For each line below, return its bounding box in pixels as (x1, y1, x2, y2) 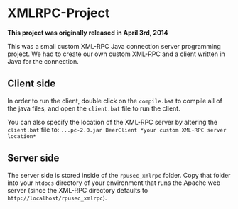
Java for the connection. (7, 57, 80, 65)
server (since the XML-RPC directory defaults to (7, 186, 148, 194)
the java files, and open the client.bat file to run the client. (7, 104, 180, 113)
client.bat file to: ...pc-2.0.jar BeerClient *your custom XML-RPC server (7, 125, 227, 134)
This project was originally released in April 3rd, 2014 (7, 28, 168, 37)
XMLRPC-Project (7, 5, 110, 21)
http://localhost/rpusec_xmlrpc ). (7, 193, 107, 202)
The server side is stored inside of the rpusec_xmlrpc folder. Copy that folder (7, 171, 231, 179)
